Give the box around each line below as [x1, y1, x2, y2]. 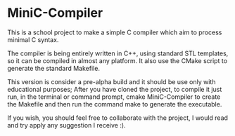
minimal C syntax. [7, 35, 59, 43]
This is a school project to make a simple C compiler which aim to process [7, 28, 222, 36]
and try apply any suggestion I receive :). [7, 121, 126, 129]
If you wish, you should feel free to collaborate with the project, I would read [7, 114, 229, 122]
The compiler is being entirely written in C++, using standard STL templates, [7, 49, 229, 57]
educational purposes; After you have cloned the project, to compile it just [7, 85, 222, 93]
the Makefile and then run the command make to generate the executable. [7, 100, 222, 108]
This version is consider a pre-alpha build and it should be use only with [7, 77, 216, 86]
